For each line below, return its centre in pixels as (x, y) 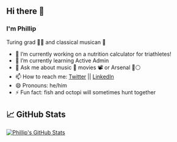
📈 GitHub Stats (36, 115)
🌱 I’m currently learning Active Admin (62, 60)
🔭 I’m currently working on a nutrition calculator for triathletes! (93, 54)
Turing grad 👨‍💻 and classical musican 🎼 (56, 42)
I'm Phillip (21, 29)
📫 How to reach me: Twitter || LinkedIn (64, 77)
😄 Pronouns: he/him (41, 85)
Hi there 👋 (25, 11)
